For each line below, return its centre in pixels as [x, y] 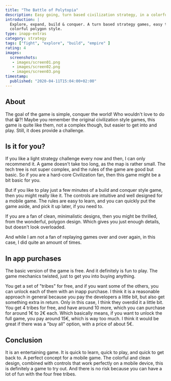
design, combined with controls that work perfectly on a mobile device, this [84, 363]
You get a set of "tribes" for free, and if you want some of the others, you [82, 286]
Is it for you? [25, 146]
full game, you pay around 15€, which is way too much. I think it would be [82, 319]
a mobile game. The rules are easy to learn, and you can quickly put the [80, 201]
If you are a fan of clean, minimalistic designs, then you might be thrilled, [81, 216]
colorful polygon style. [36, 29]
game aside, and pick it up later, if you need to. [54, 207]
